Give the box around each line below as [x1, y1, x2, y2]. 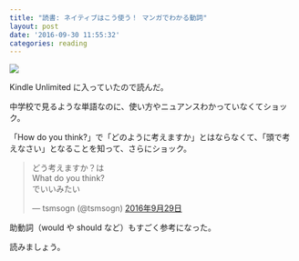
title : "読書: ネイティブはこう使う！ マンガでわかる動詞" [9, 13, 208, 23]
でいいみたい [31, 184, 80, 195]
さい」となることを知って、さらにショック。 [25, 143, 192, 155]
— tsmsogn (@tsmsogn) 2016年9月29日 [31, 203, 182, 214]
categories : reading [9, 38, 88, 48]
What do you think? [31, 173, 105, 184]
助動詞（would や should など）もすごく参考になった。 [9, 222, 216, 233]
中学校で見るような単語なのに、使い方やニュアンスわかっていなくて [9, 101, 264, 112]
